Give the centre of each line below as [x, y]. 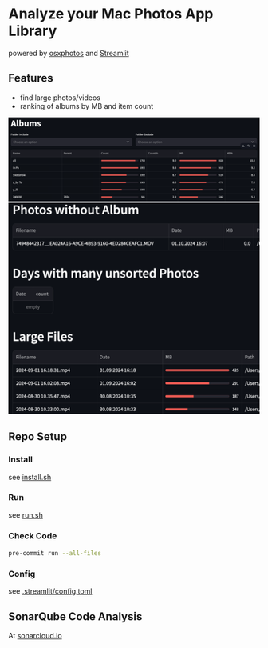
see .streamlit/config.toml [50, 591]
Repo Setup [38, 437]
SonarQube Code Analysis [75, 616]
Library [33, 31]
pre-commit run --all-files [55, 554]
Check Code [33, 535]
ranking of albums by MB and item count [87, 106]
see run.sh [26, 515]
